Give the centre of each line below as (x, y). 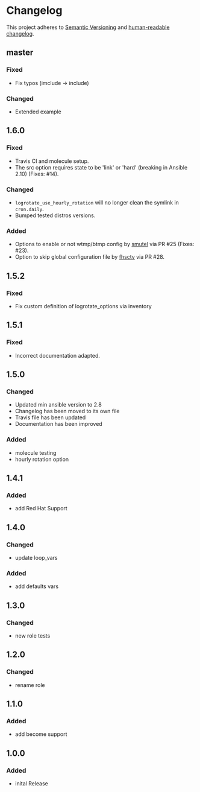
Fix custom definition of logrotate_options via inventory (83, 306)
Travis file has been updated (50, 417)
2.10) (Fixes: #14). (37, 174)
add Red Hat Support (41, 508)
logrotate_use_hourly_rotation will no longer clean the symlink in (97, 202)
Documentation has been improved (58, 424)
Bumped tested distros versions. (55, 215)
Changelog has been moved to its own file (67, 411)
